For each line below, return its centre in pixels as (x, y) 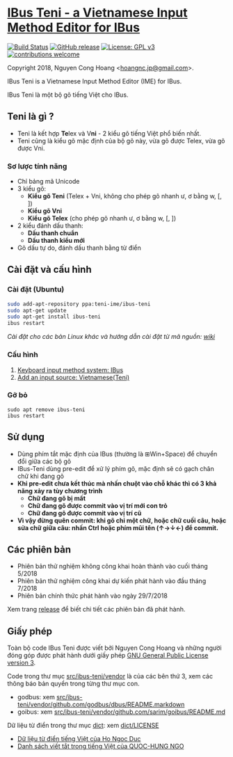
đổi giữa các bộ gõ (44, 461)
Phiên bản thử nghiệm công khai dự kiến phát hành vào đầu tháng (112, 581)
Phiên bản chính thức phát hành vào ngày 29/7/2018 (93, 596)
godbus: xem (36, 697)
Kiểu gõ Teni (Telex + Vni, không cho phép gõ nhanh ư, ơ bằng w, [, (125, 196)
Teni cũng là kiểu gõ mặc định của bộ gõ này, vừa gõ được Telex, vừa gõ (121, 141)
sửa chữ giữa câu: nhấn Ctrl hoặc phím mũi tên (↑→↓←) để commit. (118, 527)
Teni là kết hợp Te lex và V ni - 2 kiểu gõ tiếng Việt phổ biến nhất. (109, 133)
